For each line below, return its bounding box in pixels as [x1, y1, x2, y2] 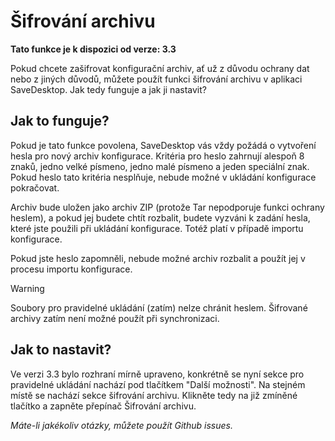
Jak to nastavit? [10, 341, 112, 359]
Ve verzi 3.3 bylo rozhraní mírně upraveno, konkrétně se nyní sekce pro [10, 368, 305, 380]
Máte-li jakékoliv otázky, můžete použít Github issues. [10, 419, 233, 431]
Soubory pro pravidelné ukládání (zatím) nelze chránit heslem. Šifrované [10, 301, 308, 314]
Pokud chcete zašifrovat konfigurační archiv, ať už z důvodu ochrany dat [10, 62, 310, 74]
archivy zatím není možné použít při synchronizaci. [10, 312, 220, 324]
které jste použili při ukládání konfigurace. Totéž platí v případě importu [10, 222, 304, 234]
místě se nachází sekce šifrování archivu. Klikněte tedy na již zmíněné [10, 389, 298, 401]
